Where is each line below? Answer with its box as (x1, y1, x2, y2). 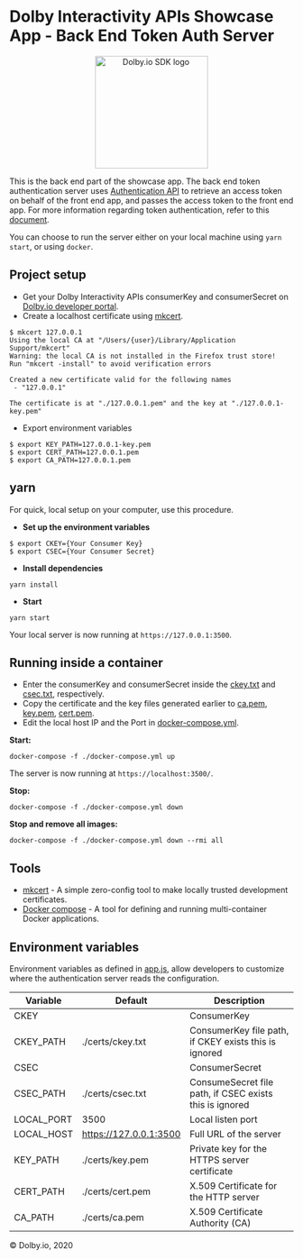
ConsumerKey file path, (188, 1025, 289, 1036)
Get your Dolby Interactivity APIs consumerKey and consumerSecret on (22, 291, 289, 302)
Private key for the (188, 1143, 268, 1154)
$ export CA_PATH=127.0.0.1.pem (9, 455, 131, 465)
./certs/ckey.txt (81, 1035, 147, 1047)
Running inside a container (9, 655, 164, 671)
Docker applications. (22, 913, 99, 925)
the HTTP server (188, 1191, 260, 1203)
